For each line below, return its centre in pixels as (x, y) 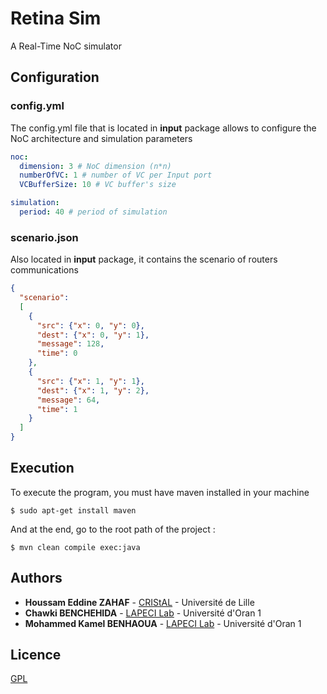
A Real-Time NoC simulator (66, 46)
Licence (36, 655)
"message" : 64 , (68, 400)
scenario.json (44, 237)
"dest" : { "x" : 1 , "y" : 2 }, (93, 390)
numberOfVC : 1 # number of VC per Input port (116, 175)
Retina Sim (56, 18)
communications (44, 270)
